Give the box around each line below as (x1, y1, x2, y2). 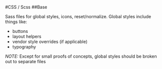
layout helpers (12, 34, 41, 39)
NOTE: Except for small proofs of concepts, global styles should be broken (5, 53, 157, 59)
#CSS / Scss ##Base (5, 4, 47, 10)
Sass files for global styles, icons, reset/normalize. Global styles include (5, 14, 152, 19)
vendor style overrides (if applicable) (12, 39, 88, 45)
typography (12, 44, 36, 49)
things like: (5, 19, 27, 24)
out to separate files (5, 59, 46, 64)
